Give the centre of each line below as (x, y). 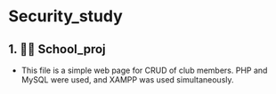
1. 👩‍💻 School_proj (57, 49)
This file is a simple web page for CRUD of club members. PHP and (144, 70)
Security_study (66, 16)
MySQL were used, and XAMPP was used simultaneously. (127, 80)
